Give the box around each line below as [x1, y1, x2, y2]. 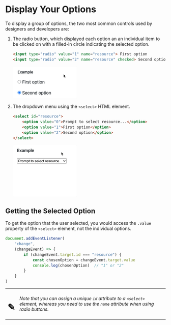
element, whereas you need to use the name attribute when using [19, 301, 154, 307]
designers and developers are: [5, 25, 70, 32]
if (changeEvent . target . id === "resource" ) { [23, 252, 122, 257]
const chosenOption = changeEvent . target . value [32, 257, 136, 262]
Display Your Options [5, 4, 97, 15]
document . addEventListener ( [5, 236, 65, 241]
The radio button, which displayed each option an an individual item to [12, 36, 160, 42]
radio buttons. [19, 306, 49, 312]
